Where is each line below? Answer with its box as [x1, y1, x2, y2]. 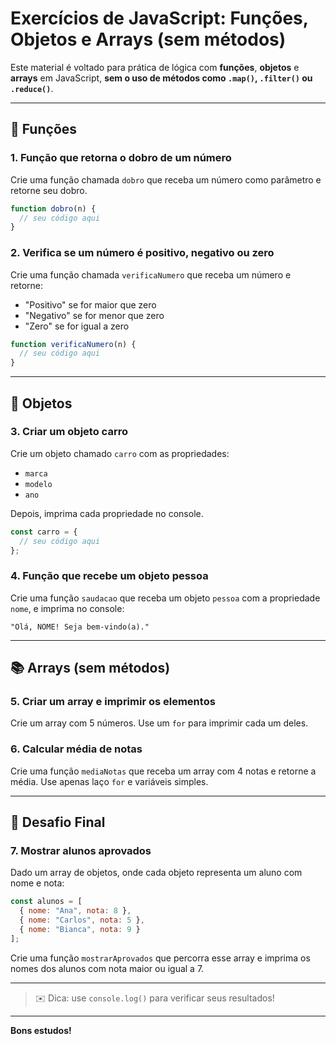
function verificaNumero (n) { [10, 339, 137, 349]
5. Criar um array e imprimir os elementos [10, 695, 216, 709]
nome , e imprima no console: [10, 602, 125, 614]
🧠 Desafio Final [10, 814, 106, 831]
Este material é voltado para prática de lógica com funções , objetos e [10, 61, 300, 73]
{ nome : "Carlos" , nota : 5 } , [19, 915, 145, 926]
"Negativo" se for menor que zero [24, 309, 165, 321]
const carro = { [10, 527, 78, 537]
